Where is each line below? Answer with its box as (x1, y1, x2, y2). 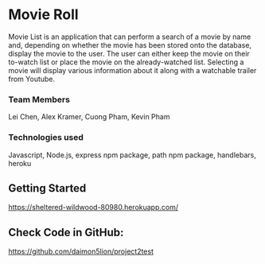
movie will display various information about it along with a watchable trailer (8, 65, 257, 75)
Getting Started (8, 181, 87, 195)
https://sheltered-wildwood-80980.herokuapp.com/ (8, 203, 179, 212)
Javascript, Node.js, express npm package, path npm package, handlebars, (8, 149, 256, 160)
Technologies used (8, 132, 84, 143)
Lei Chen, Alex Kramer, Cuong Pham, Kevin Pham (8, 112, 170, 122)
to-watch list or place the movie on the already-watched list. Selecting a (8, 57, 244, 67)
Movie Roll (8, 6, 79, 24)
